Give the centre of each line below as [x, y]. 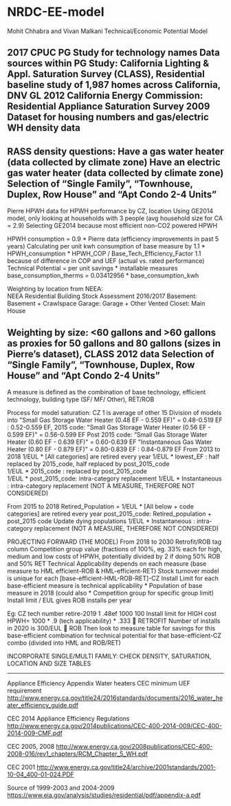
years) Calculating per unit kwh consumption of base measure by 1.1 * [106, 246]
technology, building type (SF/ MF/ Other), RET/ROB [81, 399]
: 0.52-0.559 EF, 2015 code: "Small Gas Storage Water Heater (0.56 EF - [109, 427]
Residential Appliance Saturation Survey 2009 [109, 106]
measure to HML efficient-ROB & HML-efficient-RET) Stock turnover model [113, 571]
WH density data [44, 128]
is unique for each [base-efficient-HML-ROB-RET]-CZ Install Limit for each [113, 578]
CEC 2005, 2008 [31, 746]
